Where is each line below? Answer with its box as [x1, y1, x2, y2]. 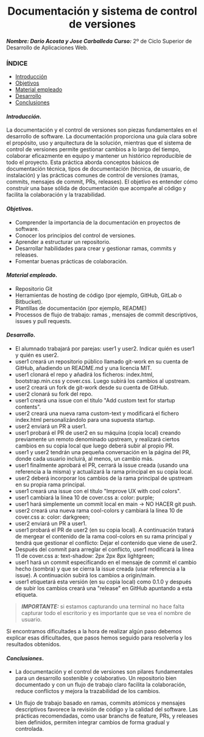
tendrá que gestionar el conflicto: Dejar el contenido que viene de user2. [15, 539, 198, 547]
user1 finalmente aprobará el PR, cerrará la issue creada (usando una [15, 461, 189, 469]
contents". [15, 404, 41, 411]
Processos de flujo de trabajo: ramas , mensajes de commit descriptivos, [15, 311, 198, 318]
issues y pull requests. [15, 317, 72, 324]
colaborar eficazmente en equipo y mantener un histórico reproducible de [6, 152, 192, 160]
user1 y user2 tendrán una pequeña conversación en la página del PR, [15, 449, 191, 456]
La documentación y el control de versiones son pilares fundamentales [15, 668, 193, 675]
